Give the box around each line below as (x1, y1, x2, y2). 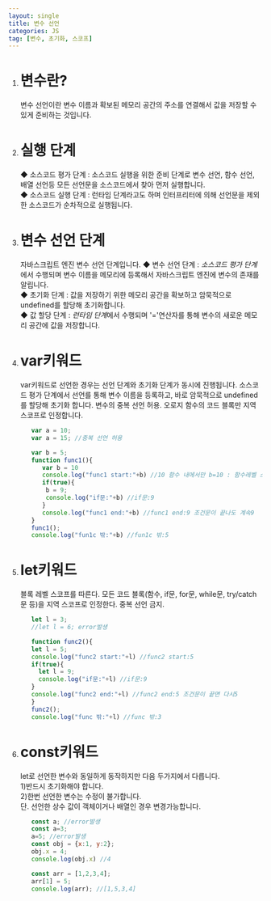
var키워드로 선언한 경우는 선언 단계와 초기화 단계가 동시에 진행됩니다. (19, 380, 238, 389)
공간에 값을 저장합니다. (28, 320, 101, 330)
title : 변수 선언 (8, 19, 60, 27)
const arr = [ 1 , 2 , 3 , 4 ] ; (31, 869, 111, 878)
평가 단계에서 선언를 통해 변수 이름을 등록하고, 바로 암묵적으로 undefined (28, 390, 258, 400)
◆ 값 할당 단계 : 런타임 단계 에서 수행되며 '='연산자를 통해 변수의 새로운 (19, 311, 244, 320)
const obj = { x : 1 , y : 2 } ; (31, 840, 115, 848)
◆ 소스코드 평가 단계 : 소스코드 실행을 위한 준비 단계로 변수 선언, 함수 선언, (19, 170, 256, 180)
